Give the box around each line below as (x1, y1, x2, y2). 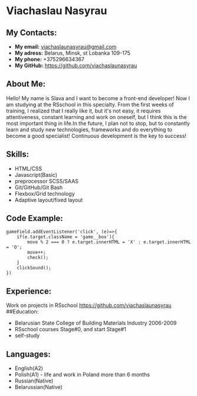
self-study (14, 332, 40, 339)
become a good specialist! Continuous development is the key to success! (6, 132, 187, 139)
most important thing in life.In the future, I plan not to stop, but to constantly (6, 120, 191, 127)
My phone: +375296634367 (14, 56, 84, 62)
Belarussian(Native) (14, 384, 63, 391)
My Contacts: (6, 28, 57, 38)
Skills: (6, 149, 29, 160)
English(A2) (14, 365, 43, 372)
